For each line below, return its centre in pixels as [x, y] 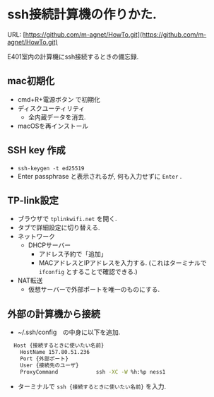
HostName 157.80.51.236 [55, 352]
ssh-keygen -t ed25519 [51, 168]
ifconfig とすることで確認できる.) [88, 272]
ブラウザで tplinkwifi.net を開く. [67, 219]
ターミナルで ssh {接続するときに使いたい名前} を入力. [92, 386]
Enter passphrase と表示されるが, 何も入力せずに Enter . [100, 176]
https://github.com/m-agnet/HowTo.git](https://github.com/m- [116, 34]
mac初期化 [31, 81]
